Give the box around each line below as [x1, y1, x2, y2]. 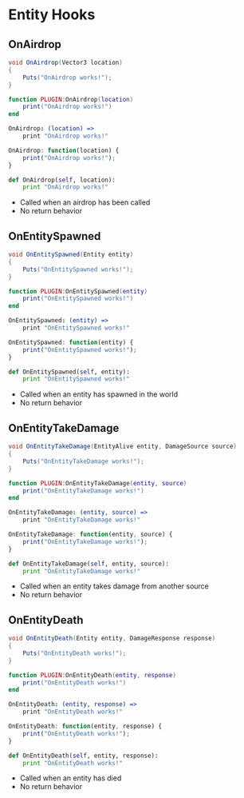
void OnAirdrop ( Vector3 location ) [8, 58, 124, 66]
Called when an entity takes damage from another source [19, 581, 210, 591]
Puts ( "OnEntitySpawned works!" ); [22, 265, 134, 273]
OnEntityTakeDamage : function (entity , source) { [8, 530, 173, 538]
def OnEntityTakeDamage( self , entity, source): [8, 560, 170, 568]
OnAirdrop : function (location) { [8, 146, 120, 154]
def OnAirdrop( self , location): [8, 176, 116, 184]
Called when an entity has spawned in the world [19, 389, 179, 399]
